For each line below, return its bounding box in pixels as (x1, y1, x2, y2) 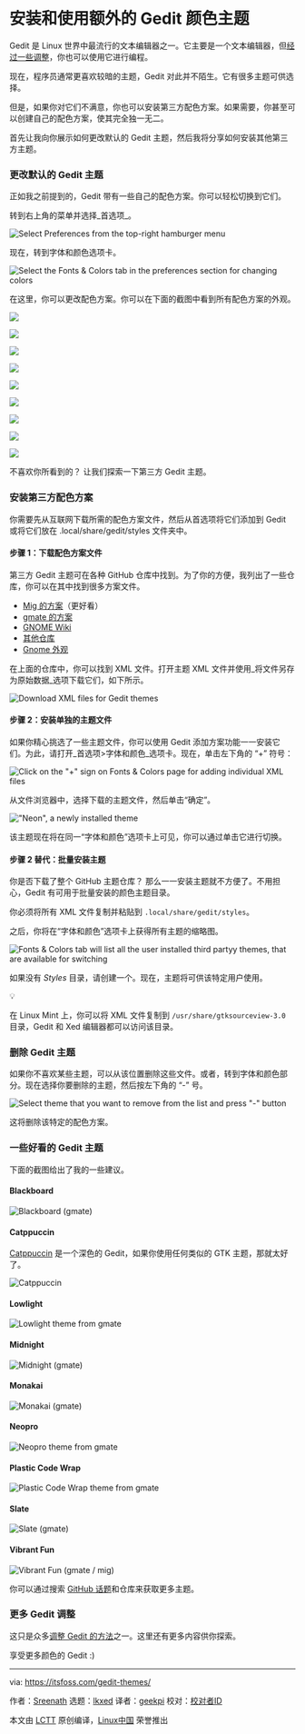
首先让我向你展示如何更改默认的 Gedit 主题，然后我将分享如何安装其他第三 (9, 132, 289, 143)
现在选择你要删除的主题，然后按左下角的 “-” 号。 (25, 1080, 208, 1091)
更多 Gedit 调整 (9, 1608, 75, 1620)
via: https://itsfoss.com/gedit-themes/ (9, 1676, 152, 1687)
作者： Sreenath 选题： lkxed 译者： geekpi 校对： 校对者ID (9, 1695, 222, 1706)
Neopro (9, 1421, 39, 1432)
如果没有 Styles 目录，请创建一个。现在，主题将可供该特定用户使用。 (9, 972, 268, 983)
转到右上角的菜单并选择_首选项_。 (9, 210, 136, 221)
